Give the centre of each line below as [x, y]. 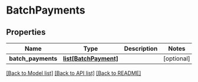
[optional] [176, 58]
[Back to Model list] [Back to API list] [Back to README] [74, 73]
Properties [26, 32]
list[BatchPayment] [91, 58]
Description [141, 49]
